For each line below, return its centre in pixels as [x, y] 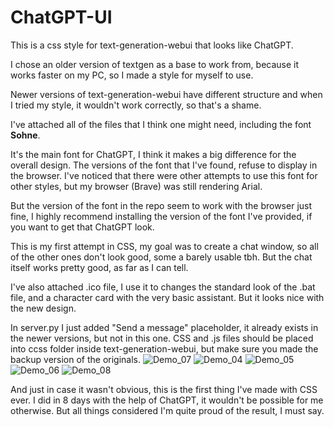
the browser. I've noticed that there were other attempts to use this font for [164, 175]
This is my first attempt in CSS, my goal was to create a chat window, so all [164, 246]
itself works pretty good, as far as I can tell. [99, 267]
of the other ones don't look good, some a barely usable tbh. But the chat [161, 257]
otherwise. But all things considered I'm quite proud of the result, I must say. [167, 410]
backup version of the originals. [76, 359]
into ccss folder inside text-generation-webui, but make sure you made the [164, 348]
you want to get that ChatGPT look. [82, 227]
